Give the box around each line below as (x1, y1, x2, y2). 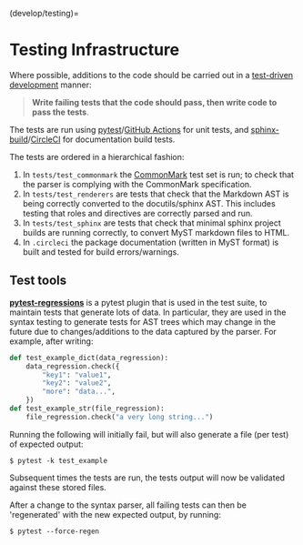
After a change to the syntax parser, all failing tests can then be (9, 500, 247, 510)
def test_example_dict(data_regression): (9, 353, 169, 362)
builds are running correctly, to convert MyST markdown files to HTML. (22, 227, 290, 237)
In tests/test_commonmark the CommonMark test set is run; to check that (22, 168, 294, 180)
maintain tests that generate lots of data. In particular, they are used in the (9, 307, 287, 318)
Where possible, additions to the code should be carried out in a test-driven (9, 69, 294, 80)
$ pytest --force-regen (9, 527, 100, 536)
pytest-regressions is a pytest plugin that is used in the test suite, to (9, 297, 268, 308)
